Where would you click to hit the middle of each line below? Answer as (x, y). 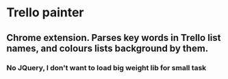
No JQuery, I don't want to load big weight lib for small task (106, 67)
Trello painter (45, 13)
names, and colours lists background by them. (107, 48)
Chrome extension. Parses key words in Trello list (114, 38)
